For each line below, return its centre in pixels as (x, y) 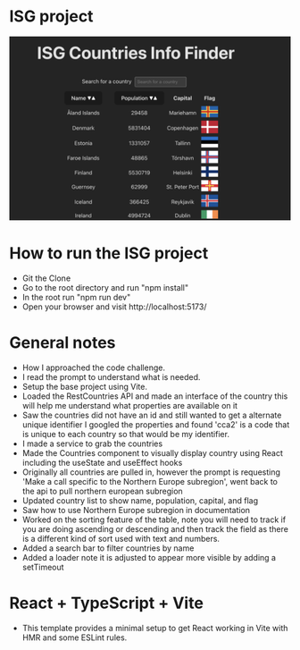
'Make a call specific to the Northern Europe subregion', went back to (150, 481)
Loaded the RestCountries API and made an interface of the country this (155, 396)
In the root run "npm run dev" (76, 297)
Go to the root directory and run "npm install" (105, 287)
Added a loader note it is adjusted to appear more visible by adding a (149, 557)
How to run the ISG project (109, 253)
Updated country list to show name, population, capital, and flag (140, 500)
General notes (62, 342)
